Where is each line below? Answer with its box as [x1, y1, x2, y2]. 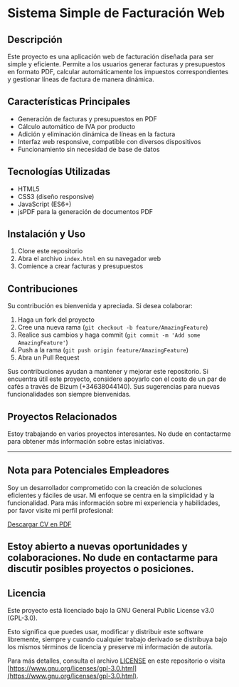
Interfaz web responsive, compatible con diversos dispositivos [17, 137, 201, 146]
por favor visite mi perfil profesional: [7, 506, 114, 514]
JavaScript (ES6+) [17, 200, 72, 208]
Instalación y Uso [7, 228, 86, 240]
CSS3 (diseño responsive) [17, 192, 95, 200]
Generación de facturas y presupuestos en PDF [17, 114, 158, 123]
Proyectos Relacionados [7, 410, 117, 422]
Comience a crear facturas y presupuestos [17, 262, 144, 270]
